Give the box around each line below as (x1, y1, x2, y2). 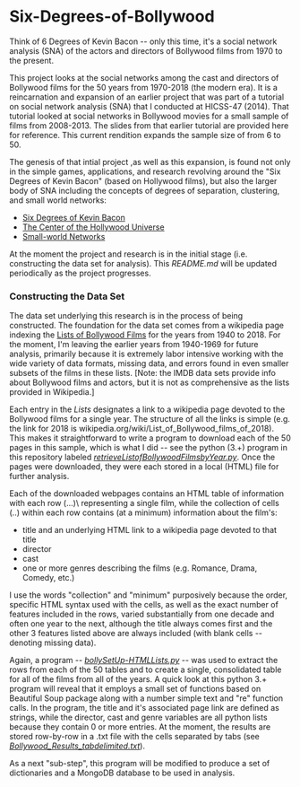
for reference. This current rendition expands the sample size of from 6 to (9, 129, 281, 140)
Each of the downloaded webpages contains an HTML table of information (9, 488, 285, 499)
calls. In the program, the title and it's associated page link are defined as (9, 703, 279, 713)
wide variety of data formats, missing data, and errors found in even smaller (9, 358, 289, 369)
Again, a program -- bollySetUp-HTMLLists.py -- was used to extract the (9, 655, 279, 666)
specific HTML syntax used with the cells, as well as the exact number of (9, 599, 279, 610)
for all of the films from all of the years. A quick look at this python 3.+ (9, 674, 267, 685)
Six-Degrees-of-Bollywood (9, 6, 215, 27)
